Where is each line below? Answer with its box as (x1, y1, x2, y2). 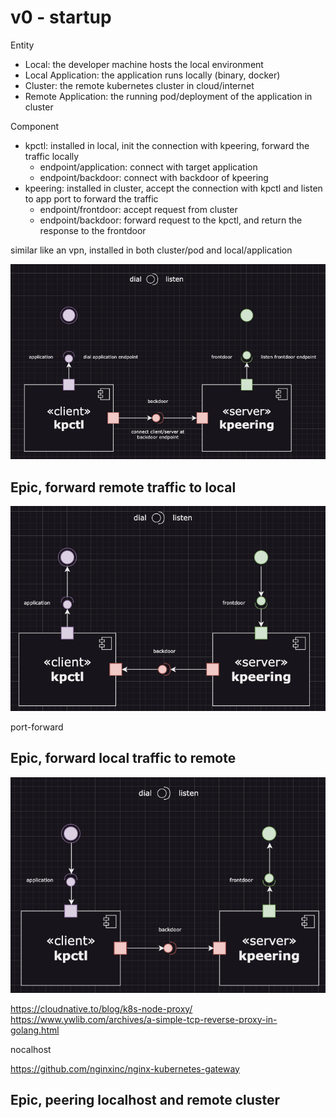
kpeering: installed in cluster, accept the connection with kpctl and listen (24, 182, 323, 194)
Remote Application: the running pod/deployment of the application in (24, 90, 313, 102)
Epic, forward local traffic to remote (10, 750, 237, 767)
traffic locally (24, 150, 80, 162)
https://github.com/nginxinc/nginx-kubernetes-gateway (10, 1062, 240, 1075)
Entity (10, 39, 35, 51)
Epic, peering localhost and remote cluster (10, 1092, 281, 1109)
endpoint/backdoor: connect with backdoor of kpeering (39, 171, 269, 183)
